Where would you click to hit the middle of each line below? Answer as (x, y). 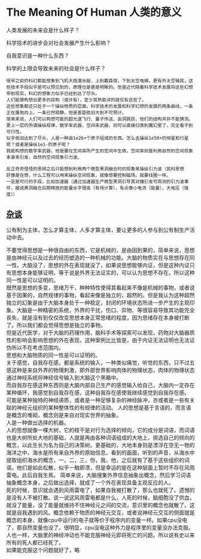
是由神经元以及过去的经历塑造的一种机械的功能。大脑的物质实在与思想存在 (98, 257)
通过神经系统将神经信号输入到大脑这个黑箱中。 (64, 377)
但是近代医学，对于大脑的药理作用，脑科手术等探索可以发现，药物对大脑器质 (100, 332)
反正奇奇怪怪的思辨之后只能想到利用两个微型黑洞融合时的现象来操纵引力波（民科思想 (95, 169)
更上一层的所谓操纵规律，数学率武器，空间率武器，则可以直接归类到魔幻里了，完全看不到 (100, 125)
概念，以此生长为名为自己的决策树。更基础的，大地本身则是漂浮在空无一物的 (100, 445)
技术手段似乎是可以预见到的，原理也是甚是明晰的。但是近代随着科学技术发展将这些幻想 (102, 87)
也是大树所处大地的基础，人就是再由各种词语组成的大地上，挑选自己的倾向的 (100, 437)
